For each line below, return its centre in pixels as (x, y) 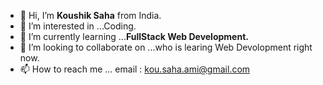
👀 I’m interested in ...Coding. (78, 26)
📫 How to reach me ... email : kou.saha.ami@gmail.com (135, 69)
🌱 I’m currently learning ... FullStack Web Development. (134, 36)
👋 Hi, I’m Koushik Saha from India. (90, 15)
